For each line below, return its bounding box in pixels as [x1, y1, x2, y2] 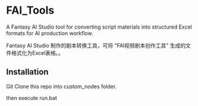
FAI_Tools [6, 4, 55, 17]
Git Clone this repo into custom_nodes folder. [6, 83, 117, 90]
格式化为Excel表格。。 [11, 49, 64, 57]
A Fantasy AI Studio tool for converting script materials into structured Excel [6, 23, 192, 30]
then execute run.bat [6, 94, 58, 101]
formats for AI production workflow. [6, 29, 93, 36]
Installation [6, 67, 49, 77]
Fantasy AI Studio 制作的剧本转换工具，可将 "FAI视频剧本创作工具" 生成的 [6, 42, 186, 49]
